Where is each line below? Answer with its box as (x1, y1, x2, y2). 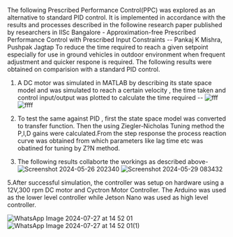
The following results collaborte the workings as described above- (17, 158, 209, 166)
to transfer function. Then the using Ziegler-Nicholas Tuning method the (17, 122, 225, 130)
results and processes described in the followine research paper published (7, 21, 223, 29)
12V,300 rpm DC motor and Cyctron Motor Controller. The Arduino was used (7, 186, 227, 194)
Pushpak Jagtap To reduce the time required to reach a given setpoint (7, 43, 209, 51)
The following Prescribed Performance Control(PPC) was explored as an (7, 6, 216, 14)
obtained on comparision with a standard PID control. (7, 66, 160, 73)
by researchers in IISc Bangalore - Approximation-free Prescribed (7, 28, 197, 36)
